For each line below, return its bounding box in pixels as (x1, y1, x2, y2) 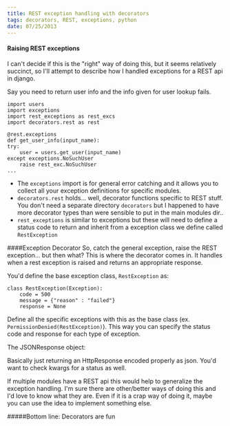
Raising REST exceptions (7, 44, 81, 52)
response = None (19, 303, 67, 310)
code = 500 (19, 290, 51, 298)
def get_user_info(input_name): (7, 137, 100, 144)
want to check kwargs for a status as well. (7, 363, 127, 372)
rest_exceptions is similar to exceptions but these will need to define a (17, 215, 218, 224)
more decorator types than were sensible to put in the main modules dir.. (17, 208, 224, 217)
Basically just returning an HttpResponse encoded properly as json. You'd (7, 356, 217, 365)
